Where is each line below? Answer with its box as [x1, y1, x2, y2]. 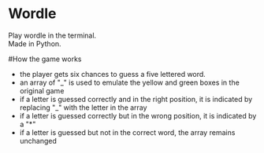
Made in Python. [8, 38, 61, 48]
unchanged [19, 136, 58, 145]
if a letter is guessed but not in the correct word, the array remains [19, 127, 236, 137]
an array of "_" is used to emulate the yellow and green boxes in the [19, 78, 240, 87]
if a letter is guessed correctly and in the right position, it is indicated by [19, 94, 253, 104]
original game [19, 86, 65, 95]
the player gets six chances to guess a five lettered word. [19, 69, 206, 78]
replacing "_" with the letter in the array [19, 103, 147, 112]
